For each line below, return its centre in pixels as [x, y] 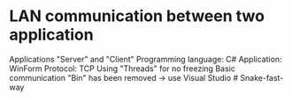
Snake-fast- [262, 77]
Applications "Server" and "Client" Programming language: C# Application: [146, 59]
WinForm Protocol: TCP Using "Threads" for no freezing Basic [123, 69]
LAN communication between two [137, 16]
